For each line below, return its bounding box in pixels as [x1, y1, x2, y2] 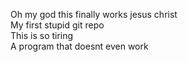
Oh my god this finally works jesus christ [10, 9, 178, 20]
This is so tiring [10, 30, 74, 41]
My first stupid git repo [10, 19, 105, 31]
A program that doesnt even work [10, 40, 149, 52]
